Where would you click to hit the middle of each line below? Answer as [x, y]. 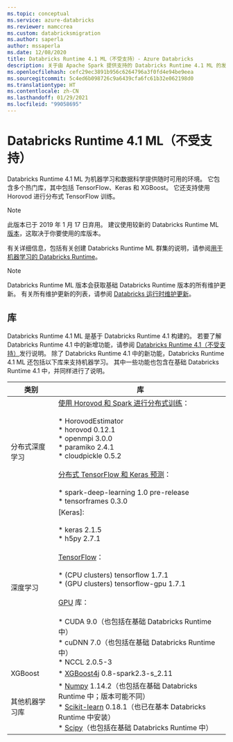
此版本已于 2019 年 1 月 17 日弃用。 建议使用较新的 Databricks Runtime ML [113, 224]
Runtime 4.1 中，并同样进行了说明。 [58, 370]
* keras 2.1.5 [80, 530]
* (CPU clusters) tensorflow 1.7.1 [113, 575]
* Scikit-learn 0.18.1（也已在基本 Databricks [132, 707]
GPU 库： [74, 602]
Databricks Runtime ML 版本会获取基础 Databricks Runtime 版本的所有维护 [113, 285]
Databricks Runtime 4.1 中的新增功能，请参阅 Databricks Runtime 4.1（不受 [113, 345]
